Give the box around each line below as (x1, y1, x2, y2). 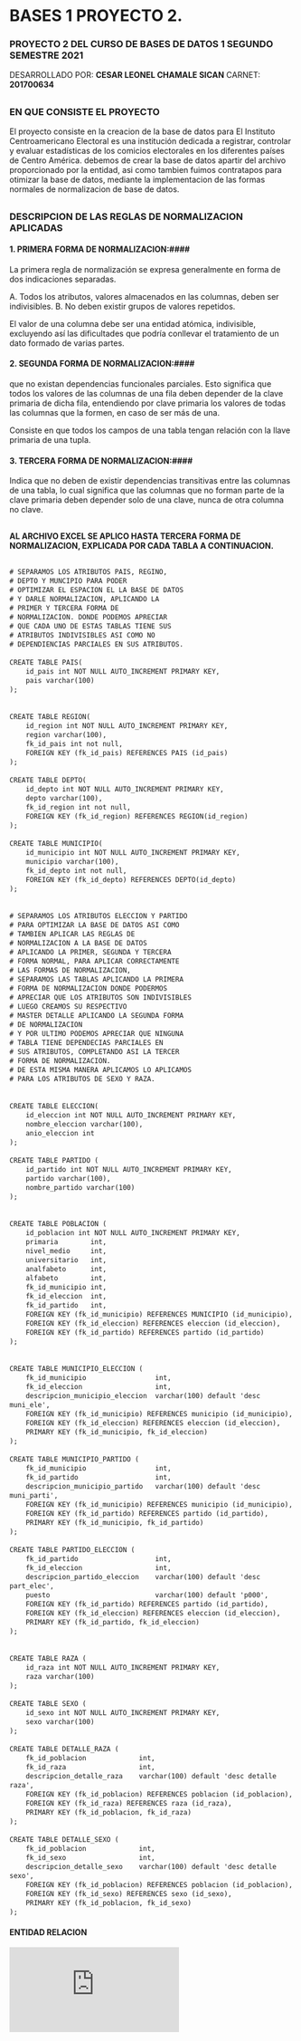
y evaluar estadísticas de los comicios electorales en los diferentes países (9, 146, 285, 157)
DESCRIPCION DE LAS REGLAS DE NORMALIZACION (9, 210, 244, 223)
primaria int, (25, 1238, 107, 1247)
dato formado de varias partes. (9, 337, 125, 349)
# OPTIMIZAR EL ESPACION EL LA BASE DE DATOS (9, 586, 183, 595)
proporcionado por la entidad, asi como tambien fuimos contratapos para (9, 165, 282, 176)
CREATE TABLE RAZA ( (9, 1654, 88, 1663)
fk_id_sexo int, (25, 1854, 155, 1863)
